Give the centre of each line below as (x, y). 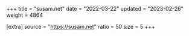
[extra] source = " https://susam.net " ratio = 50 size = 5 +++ (81, 27)
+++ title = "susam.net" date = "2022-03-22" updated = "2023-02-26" (95, 9)
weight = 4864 (25, 15)
